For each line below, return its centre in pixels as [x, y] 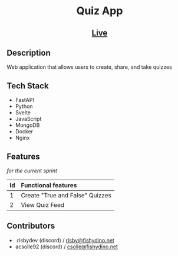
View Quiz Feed [42, 205]
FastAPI [24, 100]
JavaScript [28, 119]
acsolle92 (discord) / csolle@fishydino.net [67, 247]
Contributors [31, 226]
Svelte [23, 113]
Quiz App [100, 11]
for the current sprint [32, 171]
